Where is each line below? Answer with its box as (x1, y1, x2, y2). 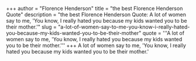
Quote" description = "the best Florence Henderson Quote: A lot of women (6, 11, 186, 18)
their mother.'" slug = (6, 23, 57, 30)
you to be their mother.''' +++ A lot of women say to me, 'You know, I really (6, 42, 186, 49)
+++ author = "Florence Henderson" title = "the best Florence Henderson (6, 5, 183, 12)
